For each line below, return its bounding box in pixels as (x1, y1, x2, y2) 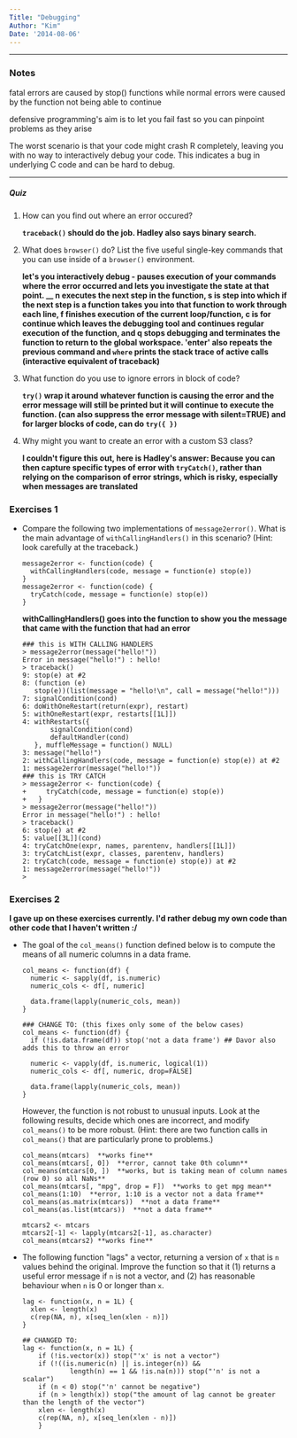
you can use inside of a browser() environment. (21, 253, 195, 264)
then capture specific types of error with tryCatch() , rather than (21, 462, 263, 472)
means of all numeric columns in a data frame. (21, 949, 192, 960)
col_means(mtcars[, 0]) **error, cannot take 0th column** (21, 1159, 248, 1168)
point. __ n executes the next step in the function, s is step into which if (21, 290, 287, 300)
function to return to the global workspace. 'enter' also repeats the (21, 337, 272, 347)
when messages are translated (21, 480, 139, 492)
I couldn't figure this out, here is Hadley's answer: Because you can (21, 453, 276, 463)
